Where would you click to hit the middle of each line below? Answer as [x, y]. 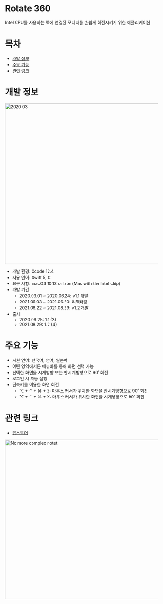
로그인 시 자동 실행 [30, 378]
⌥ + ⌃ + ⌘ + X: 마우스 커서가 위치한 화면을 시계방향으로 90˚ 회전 [82, 396]
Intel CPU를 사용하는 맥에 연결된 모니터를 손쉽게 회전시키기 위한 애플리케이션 [78, 22]
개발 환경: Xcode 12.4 [33, 271]
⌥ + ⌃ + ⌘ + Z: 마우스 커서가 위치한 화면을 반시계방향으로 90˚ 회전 [83, 391]
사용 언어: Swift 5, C [31, 277]
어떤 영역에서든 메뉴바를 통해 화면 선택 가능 [53, 366]
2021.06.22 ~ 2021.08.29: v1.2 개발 [54, 308]
